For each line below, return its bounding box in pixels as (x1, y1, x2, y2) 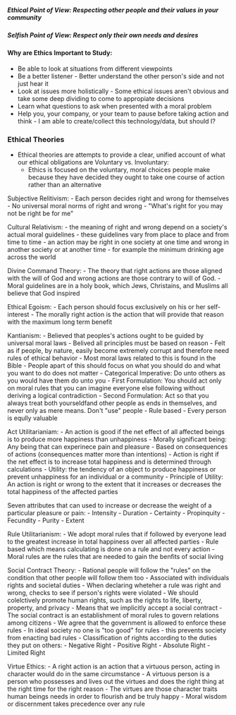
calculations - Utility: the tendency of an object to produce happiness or (7, 465, 216, 474)
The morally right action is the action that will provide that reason (35, 311, 224, 319)
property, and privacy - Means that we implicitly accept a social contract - (7, 603, 223, 612)
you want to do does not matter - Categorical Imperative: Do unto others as (7, 369, 225, 378)
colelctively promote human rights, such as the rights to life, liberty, (7, 596, 203, 605)
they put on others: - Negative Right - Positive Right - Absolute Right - (7, 641, 211, 649)
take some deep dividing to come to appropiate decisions (17, 94, 185, 102)
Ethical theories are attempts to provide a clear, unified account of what (17, 150, 225, 159)
